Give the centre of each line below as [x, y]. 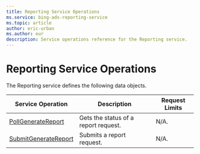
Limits [174, 107]
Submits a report [103, 135]
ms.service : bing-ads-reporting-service [57, 17]
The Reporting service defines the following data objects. [76, 85]
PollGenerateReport [37, 121]
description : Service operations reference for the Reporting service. [97, 39]
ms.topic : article [29, 23]
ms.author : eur [25, 34]
